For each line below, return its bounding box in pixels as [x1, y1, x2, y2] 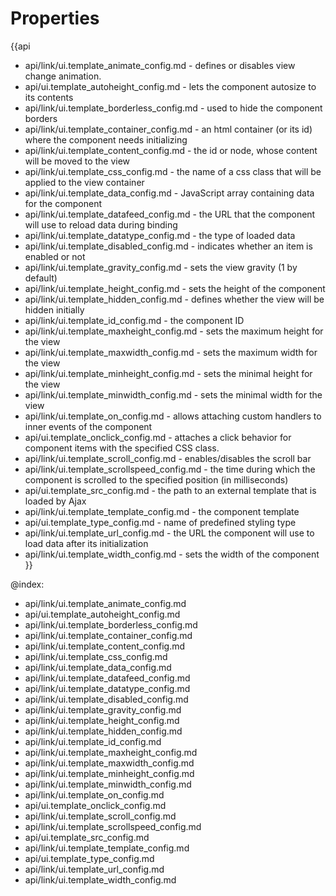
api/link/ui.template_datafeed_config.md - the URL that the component [24, 208, 316, 220]
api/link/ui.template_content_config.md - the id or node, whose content [24, 144, 318, 156]
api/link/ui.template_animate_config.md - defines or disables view [24, 59, 296, 71]
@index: [10, 578, 45, 590]
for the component [24, 197, 103, 209]
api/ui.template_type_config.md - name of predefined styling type [24, 516, 297, 528]
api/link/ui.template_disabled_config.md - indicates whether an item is [24, 240, 313, 252]
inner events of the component [24, 420, 153, 432]
